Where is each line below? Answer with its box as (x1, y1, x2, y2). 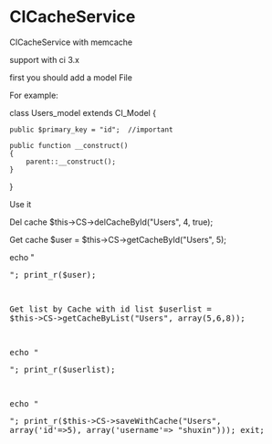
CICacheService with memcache (9, 37, 133, 48)
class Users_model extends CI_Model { (9, 107, 157, 118)
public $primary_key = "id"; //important (9, 125, 173, 134)
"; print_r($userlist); (9, 364, 116, 375)
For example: (9, 90, 59, 100)
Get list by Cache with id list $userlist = (9, 303, 213, 314)
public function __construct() (9, 141, 129, 150)
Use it (9, 198, 32, 209)
